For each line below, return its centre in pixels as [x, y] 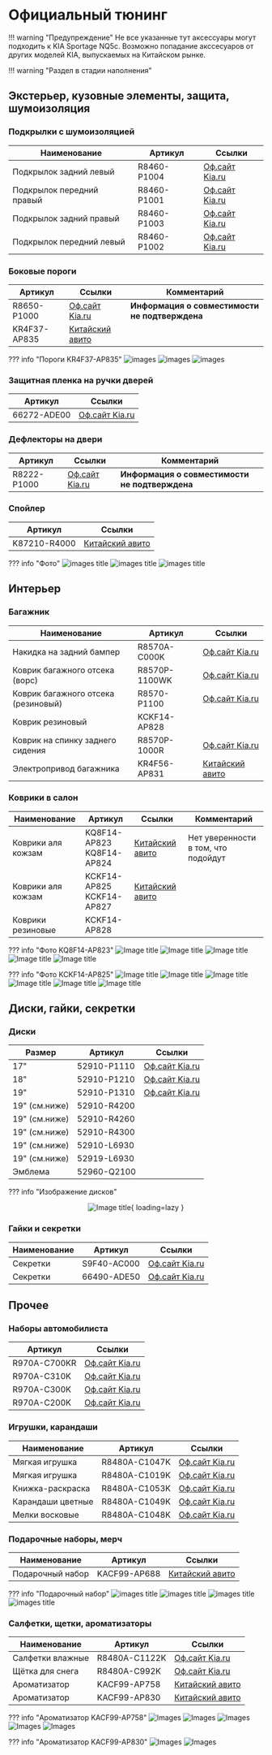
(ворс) [25, 680]
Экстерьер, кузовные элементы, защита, [119, 96]
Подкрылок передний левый [69, 241]
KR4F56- [156, 763]
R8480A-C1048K [136, 1515]
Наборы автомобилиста [58, 1329]
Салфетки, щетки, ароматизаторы [80, 1623]
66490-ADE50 [111, 1277]
